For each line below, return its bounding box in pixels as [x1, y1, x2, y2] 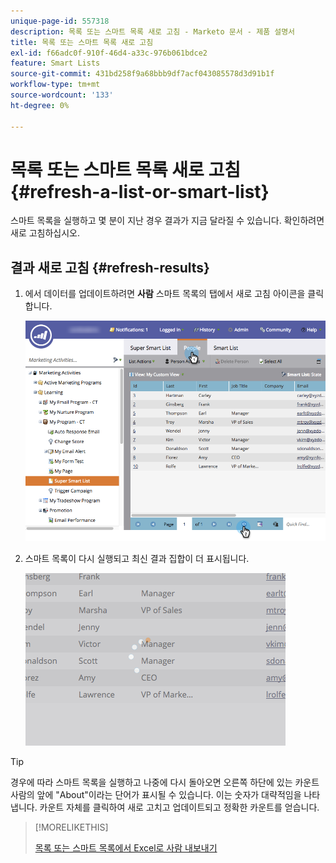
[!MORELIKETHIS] [34, 821, 109, 834]
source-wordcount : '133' [10, 90, 114, 100]
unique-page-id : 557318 [10, 16, 110, 26]
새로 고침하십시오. [10, 227, 81, 239]
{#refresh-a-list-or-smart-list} [10, 180, 270, 203]
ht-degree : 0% [10, 100, 70, 110]
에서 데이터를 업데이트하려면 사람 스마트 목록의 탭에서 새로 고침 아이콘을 [24, 288, 306, 300]
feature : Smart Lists [10, 58, 101, 69]
